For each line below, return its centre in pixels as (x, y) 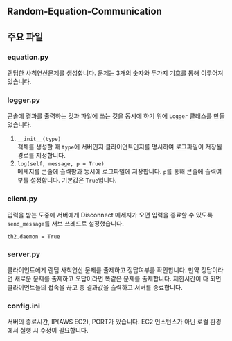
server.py (24, 254)
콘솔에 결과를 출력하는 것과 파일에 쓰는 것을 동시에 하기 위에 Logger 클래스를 (110, 116)
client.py (23, 199)
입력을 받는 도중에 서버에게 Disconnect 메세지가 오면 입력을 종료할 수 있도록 (110, 215)
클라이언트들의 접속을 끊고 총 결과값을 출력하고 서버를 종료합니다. (95, 287)
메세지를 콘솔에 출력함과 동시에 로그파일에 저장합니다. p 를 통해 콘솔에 (110, 172)
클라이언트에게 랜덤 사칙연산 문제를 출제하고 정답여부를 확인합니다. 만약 (103, 269)
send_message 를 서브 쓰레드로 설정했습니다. (66, 223)
